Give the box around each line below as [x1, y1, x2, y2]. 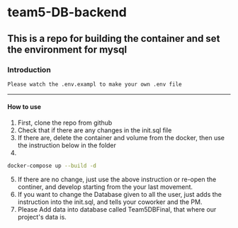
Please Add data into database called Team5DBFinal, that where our [17, 205, 217, 213]
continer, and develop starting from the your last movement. [17, 182, 193, 191]
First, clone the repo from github [17, 118, 113, 127]
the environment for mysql [7, 43, 127, 55]
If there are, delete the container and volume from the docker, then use [17, 133, 225, 142]
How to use [7, 103, 41, 111]
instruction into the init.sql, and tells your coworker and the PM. [17, 198, 203, 206]
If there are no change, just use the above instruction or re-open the [17, 175, 217, 183]
